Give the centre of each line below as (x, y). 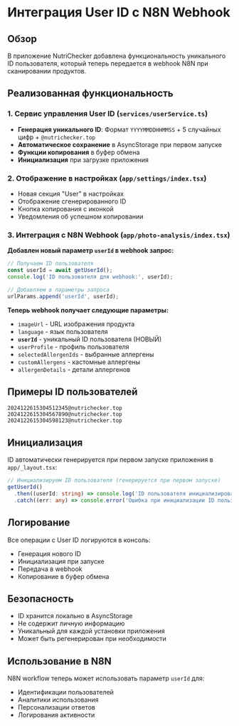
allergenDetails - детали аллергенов (74, 369)
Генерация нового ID (49, 553)
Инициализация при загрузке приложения (83, 160)
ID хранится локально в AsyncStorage (75, 616)
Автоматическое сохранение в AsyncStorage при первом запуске (120, 144)
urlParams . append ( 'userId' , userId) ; (63, 296)
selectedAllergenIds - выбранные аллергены (86, 354)
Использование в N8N (59, 661)
